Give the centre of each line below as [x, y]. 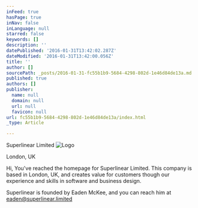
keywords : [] [22, 39]
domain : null [28, 100]
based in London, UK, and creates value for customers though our [88, 175]
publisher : [20, 90]
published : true [26, 78]
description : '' [26, 45]
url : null [24, 106]
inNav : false [22, 23]
